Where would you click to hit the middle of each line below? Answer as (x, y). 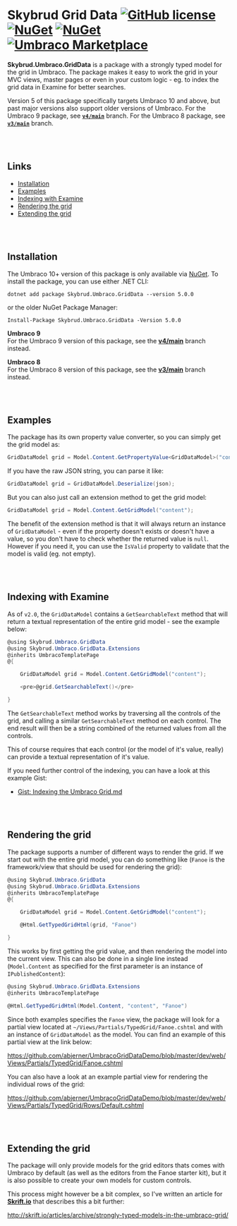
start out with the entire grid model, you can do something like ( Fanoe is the (116, 859)
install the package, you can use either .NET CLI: (78, 281)
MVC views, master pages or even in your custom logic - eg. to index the (113, 79)
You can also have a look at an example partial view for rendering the (108, 1077)
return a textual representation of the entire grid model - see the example (114, 621)
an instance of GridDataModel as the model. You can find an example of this (116, 1034)
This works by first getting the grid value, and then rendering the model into (117, 951)
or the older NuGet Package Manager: (62, 307)
